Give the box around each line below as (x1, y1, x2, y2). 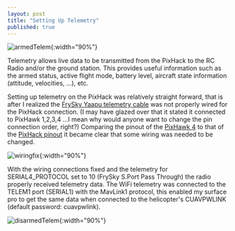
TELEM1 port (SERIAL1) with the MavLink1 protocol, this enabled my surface (7, 188, 227, 196)
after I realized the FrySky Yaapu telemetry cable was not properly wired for (7, 100, 228, 109)
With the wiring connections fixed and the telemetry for (7, 165, 168, 174)
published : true (7, 23, 55, 30)
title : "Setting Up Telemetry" (7, 17, 100, 24)
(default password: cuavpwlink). (7, 203, 101, 211)
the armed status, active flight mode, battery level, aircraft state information (7, 71, 227, 80)
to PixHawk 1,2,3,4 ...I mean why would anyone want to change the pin (7, 115, 213, 124)
